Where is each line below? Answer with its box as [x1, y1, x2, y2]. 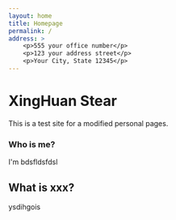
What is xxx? [8, 180, 75, 194]
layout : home [8, 11, 52, 20]
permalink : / [8, 27, 52, 35]
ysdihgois [8, 201, 41, 211]
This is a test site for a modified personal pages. [8, 118, 169, 128]
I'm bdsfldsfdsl [8, 157, 58, 167]
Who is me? [8, 138, 56, 150]
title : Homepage [8, 19, 63, 27]
